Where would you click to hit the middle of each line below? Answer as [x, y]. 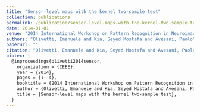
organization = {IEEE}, [46, 67]
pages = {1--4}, [37, 78]
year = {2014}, [36, 72]
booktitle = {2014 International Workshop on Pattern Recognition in [105, 84]
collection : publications [38, 17]
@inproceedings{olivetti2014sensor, [57, 61]
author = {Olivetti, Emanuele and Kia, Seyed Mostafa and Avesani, [102, 89]
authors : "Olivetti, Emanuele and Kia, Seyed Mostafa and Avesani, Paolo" [101, 39]
